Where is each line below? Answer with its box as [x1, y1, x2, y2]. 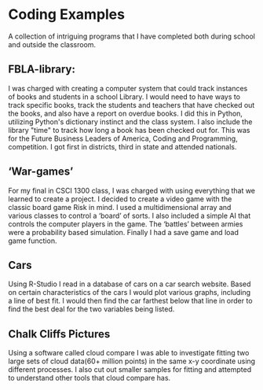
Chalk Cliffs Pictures [8, 327, 111, 340]
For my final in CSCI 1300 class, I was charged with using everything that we [8, 186, 256, 195]
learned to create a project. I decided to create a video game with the [8, 194, 232, 204]
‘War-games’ [8, 165, 74, 178]
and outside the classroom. [8, 39, 97, 49]
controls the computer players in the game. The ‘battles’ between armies [8, 219, 243, 229]
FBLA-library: [8, 63, 76, 76]
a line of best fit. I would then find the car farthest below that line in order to [8, 296, 253, 306]
